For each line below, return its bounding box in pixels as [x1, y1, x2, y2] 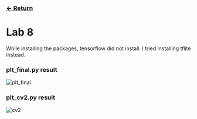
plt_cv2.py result [6, 93, 56, 101]
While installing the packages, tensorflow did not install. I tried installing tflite [6, 45, 191, 52]
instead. [6, 51, 26, 58]
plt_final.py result [6, 65, 57, 73]
